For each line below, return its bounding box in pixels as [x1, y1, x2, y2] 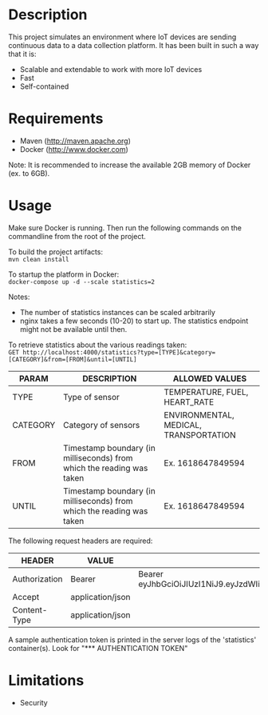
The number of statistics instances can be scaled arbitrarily [19, 307, 215, 317]
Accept [12, 591, 40, 602]
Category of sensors [62, 419, 140, 430]
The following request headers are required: [8, 536, 153, 545]
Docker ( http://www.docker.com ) [19, 144, 129, 154]
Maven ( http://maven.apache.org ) [19, 136, 132, 146]
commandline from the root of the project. [8, 231, 146, 241]
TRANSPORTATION [164, 429, 237, 441]
